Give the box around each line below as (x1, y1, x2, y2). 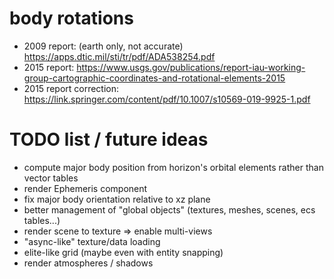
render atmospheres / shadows (23, 257, 154, 269)
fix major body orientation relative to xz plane (23, 193, 211, 205)
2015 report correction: (23, 82, 120, 94)
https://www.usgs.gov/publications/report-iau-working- (76, 61, 306, 73)
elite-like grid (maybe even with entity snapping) (23, 246, 224, 258)
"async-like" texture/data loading (23, 235, 161, 247)
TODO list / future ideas (9, 128, 209, 151)
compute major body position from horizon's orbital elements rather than (23, 161, 324, 173)
